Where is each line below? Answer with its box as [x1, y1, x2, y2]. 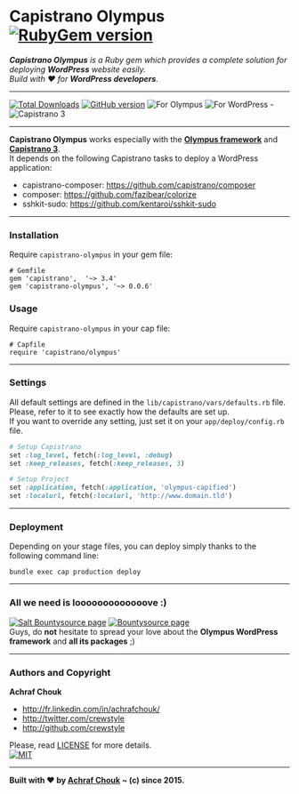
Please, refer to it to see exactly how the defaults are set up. [9, 406, 230, 417]
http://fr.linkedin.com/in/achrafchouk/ [21, 703, 160, 714]
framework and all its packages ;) [9, 636, 135, 646]
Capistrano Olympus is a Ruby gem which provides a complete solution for [9, 54, 287, 65]
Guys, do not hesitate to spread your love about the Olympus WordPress [9, 626, 279, 637]
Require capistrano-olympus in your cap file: [9, 323, 171, 333]
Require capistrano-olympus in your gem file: [9, 249, 174, 260]
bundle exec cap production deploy [9, 567, 141, 577]
